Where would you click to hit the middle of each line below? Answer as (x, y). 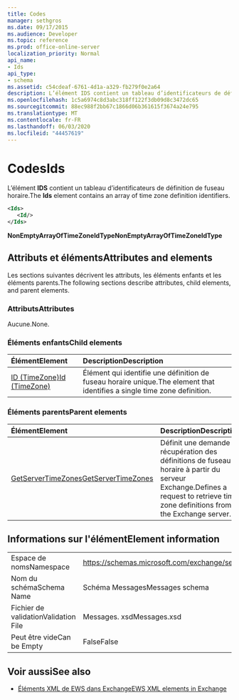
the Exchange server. (196, 513)
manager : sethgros (34, 21)
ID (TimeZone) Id (38, 377)
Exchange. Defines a (193, 487)
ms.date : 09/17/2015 (38, 27)
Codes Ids (36, 168)
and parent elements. (38, 290)
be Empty (27, 647)
